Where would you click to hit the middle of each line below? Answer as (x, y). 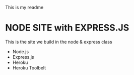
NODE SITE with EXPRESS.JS (67, 28)
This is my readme (24, 7)
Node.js (21, 51)
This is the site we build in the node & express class (59, 42)
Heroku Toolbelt (29, 67)
